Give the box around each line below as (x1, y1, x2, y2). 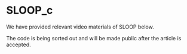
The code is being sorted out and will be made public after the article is (6, 34, 182, 42)
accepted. (6, 41, 31, 48)
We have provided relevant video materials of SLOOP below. (6, 23, 154, 30)
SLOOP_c (6, 4, 53, 17)
